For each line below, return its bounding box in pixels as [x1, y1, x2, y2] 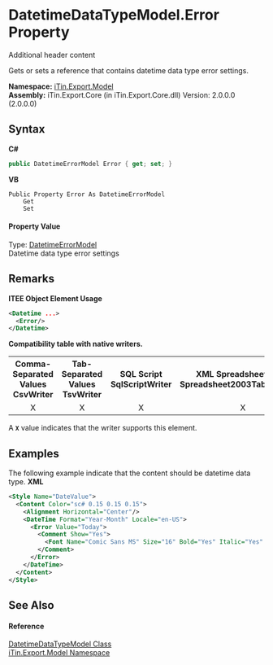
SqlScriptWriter [110, 378, 172, 390]
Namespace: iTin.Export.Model [8, 81, 114, 91]
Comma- [15, 358, 51, 370]
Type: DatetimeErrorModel [8, 239, 97, 249]
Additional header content [8, 50, 96, 59]
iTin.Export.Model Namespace [8, 648, 110, 658]
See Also [8, 598, 54, 612]
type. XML [8, 477, 44, 487]
